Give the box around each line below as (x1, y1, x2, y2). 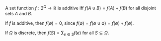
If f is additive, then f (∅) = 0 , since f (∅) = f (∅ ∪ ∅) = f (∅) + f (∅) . (5, 20, 134, 26)
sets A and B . (5, 10, 32, 16)
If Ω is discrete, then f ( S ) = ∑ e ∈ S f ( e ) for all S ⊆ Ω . (5, 30, 109, 37)
